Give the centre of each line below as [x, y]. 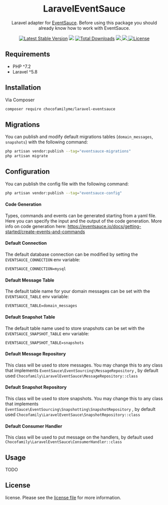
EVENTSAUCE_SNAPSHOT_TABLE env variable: [47, 333]
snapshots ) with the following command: [47, 142]
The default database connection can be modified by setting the [71, 254]
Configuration [28, 172]
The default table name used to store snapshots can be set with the [75, 328]
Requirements [28, 54]
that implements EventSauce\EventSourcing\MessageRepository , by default [82, 370]
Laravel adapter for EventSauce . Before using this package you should [84, 23]
